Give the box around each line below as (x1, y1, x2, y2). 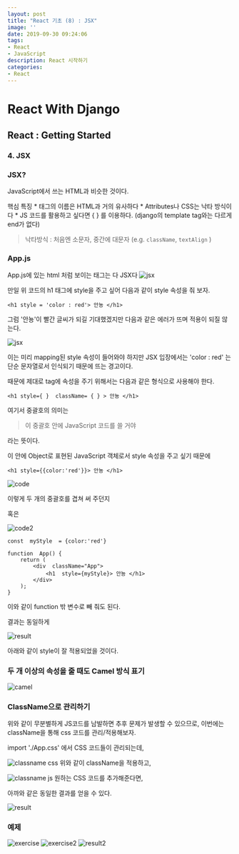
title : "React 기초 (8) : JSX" (7, 17, 98, 24)
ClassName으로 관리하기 (7, 701, 91, 711)
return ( (20, 556, 46, 563)
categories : (7, 64, 43, 71)
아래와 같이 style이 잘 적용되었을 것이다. (7, 646, 119, 655)
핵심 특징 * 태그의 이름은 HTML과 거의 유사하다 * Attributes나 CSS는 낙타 (7, 202, 213, 211)
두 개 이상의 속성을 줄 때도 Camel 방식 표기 (7, 665, 145, 675)
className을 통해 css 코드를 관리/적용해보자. (7, 728, 136, 737)
